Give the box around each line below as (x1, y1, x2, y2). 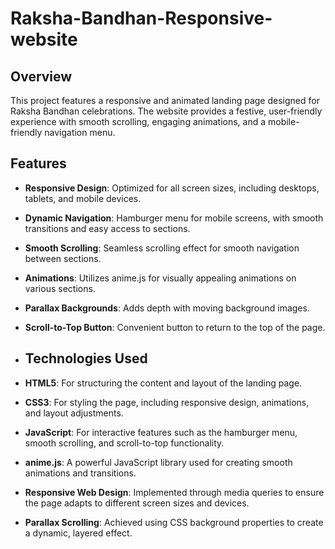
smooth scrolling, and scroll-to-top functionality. (24, 437, 225, 449)
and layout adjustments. (24, 407, 124, 419)
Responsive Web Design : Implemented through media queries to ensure (24, 486, 325, 498)
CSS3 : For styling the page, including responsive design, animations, (24, 396, 310, 408)
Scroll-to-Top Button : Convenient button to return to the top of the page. (24, 321, 326, 333)
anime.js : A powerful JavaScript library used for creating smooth (24, 456, 293, 468)
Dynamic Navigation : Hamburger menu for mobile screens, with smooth (24, 212, 324, 224)
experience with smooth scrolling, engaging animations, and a (10, 116, 267, 127)
